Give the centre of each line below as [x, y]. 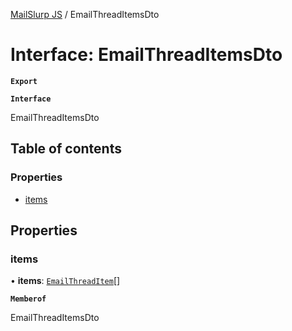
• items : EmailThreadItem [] [65, 281]
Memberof [28, 299]
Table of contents [66, 149]
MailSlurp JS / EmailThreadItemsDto [85, 14]
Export [24, 81]
